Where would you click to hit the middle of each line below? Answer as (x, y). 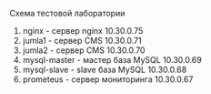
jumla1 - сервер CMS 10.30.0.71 (82, 41)
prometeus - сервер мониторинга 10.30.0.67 (108, 79)
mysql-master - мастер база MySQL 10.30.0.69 (112, 60)
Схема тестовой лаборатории (67, 13)
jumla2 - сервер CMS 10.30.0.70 (84, 50)
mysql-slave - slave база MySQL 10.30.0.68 (105, 69)
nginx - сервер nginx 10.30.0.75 (83, 31)
